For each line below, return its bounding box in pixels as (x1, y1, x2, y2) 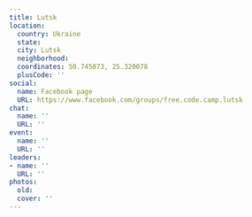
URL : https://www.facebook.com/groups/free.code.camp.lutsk (17, 95, 243, 105)
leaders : (9, 152, 42, 162)
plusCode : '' (17, 71, 65, 80)
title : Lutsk (9, 12, 57, 22)
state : (17, 37, 42, 47)
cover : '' (17, 194, 53, 204)
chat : (9, 104, 29, 112)
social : (9, 79, 38, 88)
